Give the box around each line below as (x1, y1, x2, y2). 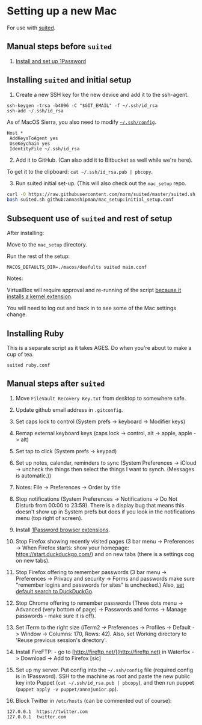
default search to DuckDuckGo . (15, 587, 94, 595)
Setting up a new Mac (7, 4, 117, 18)
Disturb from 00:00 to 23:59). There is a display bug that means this (15, 501, 185, 509)
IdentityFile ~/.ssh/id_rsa (9, 145, 80, 151)
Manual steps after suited (7, 379, 105, 389)
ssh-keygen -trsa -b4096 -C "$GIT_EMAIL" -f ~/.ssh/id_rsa (7, 102, 158, 109)
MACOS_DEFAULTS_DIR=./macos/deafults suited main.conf (7, 265, 147, 271)
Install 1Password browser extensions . (15, 526, 111, 533)
